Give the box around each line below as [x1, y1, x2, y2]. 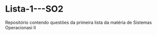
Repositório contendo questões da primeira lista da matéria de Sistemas [5, 19, 152, 25]
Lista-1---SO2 [5, 3, 63, 15]
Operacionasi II [5, 24, 36, 30]
